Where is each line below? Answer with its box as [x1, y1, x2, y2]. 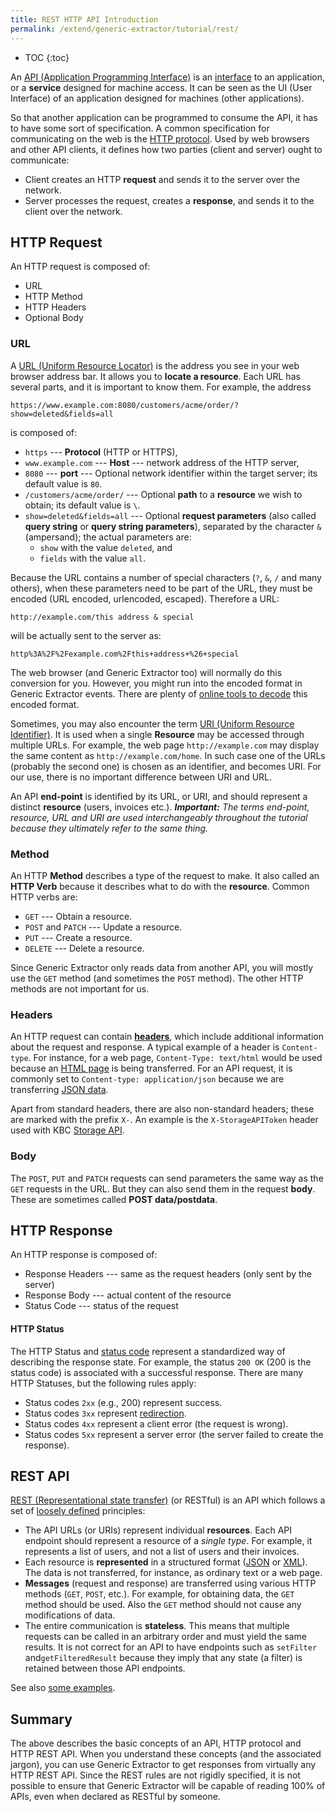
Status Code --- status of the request [24, 1300, 179, 1312]
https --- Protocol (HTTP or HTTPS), [24, 446, 178, 458]
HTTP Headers [24, 301, 87, 313]
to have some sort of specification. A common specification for [10, 122, 270, 134]
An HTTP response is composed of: [10, 1249, 158, 1261]
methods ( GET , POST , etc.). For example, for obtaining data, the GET [24, 1588, 295, 1600]
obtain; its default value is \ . [24, 499, 141, 511]
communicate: [10, 154, 70, 166]
